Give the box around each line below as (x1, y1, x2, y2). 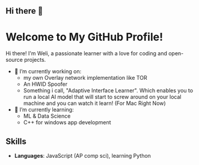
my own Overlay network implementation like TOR (23, 74, 148, 82)
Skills (5, 136, 26, 146)
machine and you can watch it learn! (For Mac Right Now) (23, 100, 166, 107)
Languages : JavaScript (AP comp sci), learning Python (14, 152, 152, 160)
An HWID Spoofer (23, 80, 68, 88)
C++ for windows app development (23, 119, 112, 126)
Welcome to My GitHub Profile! (5, 30, 164, 44)
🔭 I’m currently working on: (14, 68, 82, 75)
